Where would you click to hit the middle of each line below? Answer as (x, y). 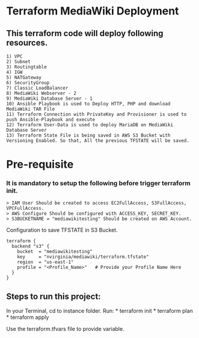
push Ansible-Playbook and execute (51, 120)
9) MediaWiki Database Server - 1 (50, 99)
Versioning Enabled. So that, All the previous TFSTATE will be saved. (98, 141)
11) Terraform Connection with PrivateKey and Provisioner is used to (96, 114)
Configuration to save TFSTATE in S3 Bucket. (62, 230)
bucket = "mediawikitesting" (55, 252)
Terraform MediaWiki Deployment (93, 11)
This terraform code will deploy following (85, 33)
